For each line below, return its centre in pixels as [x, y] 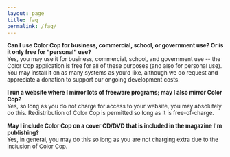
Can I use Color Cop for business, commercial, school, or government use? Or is [115, 46]
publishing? [23, 133]
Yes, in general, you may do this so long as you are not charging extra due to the [113, 140]
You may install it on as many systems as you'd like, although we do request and [113, 73]
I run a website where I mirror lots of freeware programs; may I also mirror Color [115, 93]
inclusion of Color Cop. [37, 147]
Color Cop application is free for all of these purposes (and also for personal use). [115, 66]
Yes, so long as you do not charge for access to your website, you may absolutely [114, 106]
